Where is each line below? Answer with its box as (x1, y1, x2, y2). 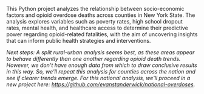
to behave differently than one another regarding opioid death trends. (6, 55, 181, 62)
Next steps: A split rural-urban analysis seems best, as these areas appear (6, 49, 195, 56)
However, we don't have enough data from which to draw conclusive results (6, 61, 197, 69)
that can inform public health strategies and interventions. (6, 37, 151, 44)
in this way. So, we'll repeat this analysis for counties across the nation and (6, 68, 195, 75)
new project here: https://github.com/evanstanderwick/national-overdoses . (6, 81, 195, 88)
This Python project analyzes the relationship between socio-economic (6, 5, 185, 12)
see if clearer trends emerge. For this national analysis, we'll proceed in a (6, 75, 191, 81)
